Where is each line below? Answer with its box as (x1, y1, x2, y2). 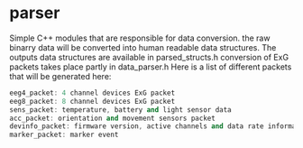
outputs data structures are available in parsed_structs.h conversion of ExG (9, 51, 289, 62)
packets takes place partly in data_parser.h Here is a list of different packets (9, 61, 292, 72)
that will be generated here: (9, 70, 112, 81)
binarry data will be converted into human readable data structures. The (9, 42, 277, 52)
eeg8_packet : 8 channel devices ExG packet (9, 97, 176, 106)
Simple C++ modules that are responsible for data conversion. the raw (9, 32, 271, 43)
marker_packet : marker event (9, 130, 119, 140)
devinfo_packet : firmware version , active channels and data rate (9, 122, 264, 131)
